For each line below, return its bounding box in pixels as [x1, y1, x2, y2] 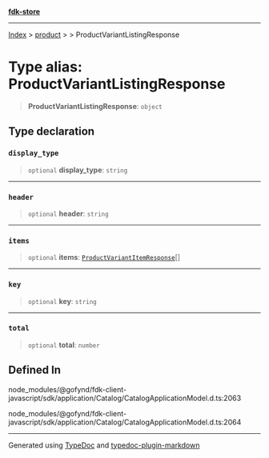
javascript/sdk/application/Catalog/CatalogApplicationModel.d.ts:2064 [8, 417, 242, 427]
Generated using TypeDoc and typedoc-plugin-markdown [8, 440, 200, 450]
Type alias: [8, 58, 82, 76]
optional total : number [27, 340, 100, 350]
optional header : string [27, 209, 110, 218]
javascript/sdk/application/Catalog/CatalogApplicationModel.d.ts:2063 [8, 393, 242, 403]
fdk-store [8, 7, 41, 16]
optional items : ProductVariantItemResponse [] [27, 253, 181, 262]
